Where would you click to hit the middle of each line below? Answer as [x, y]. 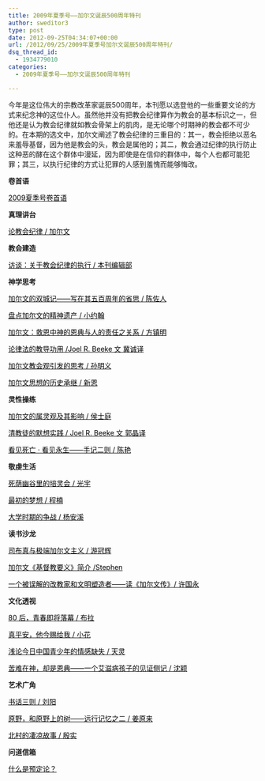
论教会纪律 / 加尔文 [39, 231]
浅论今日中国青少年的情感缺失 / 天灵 [67, 651]
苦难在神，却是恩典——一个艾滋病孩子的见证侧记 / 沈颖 [98, 668]
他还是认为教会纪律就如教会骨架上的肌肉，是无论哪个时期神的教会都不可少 [129, 124]
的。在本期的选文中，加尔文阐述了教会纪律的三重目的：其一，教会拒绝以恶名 [132, 134]
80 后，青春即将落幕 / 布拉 [51, 617]
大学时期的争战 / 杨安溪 [46, 517]
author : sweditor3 [38, 23]
